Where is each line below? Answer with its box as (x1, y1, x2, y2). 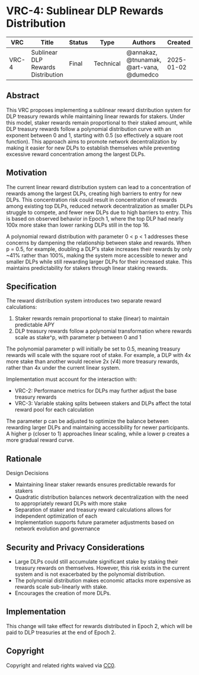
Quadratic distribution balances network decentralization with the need (14, 493, 188, 501)
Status (69, 38, 88, 46)
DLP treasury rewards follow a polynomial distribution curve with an (6, 125, 172, 132)
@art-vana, (126, 63, 159, 71)
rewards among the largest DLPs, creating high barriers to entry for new (6, 190, 182, 197)
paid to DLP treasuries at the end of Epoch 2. (6, 629, 116, 636)
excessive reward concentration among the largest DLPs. (6, 150, 146, 158)
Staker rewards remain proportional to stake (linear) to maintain (14, 315, 169, 322)
